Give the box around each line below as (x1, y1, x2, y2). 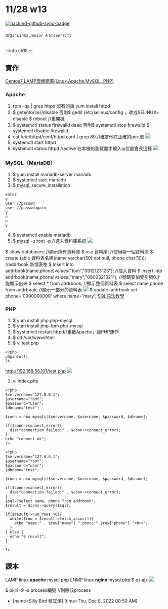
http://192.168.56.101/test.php (5, 368, 66, 374)
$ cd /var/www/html (12, 334, 55, 340)
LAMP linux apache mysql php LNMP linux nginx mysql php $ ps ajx (5, 577, 148, 583)
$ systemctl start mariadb (12, 176, 66, 183)
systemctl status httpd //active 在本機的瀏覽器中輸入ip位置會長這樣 (12, 145, 152, 151)
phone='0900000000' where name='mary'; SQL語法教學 (5, 293, 124, 299)
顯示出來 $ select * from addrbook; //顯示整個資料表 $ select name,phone (9, 280, 163, 286)
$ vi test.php (12, 339, 39, 346)
